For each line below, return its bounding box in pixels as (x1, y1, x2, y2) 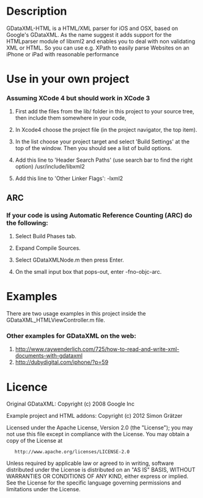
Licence (6, 380, 48, 394)
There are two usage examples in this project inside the (6, 310, 146, 317)
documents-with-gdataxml (15, 352, 83, 360)
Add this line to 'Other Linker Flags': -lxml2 (15, 175, 124, 182)
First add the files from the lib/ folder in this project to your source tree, (15, 108, 194, 115)
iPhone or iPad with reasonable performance (6, 50, 119, 58)
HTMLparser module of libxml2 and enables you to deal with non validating (6, 37, 196, 45)
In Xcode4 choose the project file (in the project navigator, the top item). (15, 126, 197, 134)
